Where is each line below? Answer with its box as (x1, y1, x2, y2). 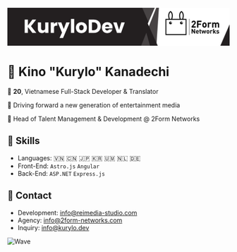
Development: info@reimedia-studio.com (17, 208, 138, 217)
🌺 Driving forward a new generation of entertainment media (7, 101, 181, 109)
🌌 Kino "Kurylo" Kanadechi (7, 64, 170, 80)
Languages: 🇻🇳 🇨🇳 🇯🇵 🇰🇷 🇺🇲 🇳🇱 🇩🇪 (17, 153, 141, 162)
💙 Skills (7, 135, 40, 147)
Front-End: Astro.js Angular (17, 162, 100, 170)
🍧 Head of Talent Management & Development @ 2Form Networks (7, 114, 200, 124)
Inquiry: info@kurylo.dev (17, 223, 90, 232)
